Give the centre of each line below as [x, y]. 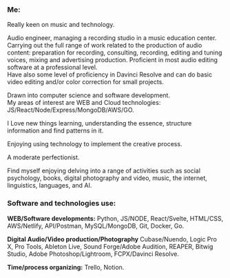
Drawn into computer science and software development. [89, 95]
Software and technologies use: [62, 203]
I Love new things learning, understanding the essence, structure [100, 123]
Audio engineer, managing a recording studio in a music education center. [112, 38]
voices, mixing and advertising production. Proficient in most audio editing [113, 60]
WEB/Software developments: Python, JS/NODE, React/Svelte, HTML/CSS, [115, 218]
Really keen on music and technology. [61, 25]
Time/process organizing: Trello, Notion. [66, 267]
